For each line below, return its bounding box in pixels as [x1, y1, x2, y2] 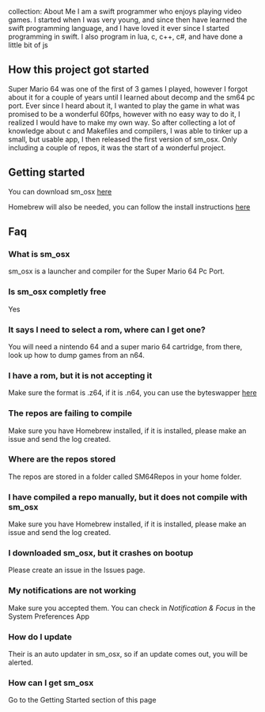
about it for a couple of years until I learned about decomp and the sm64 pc [8, 92, 256, 102]
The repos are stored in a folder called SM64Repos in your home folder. [8, 472, 242, 481]
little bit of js [8, 40, 49, 50]
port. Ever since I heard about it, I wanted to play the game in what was [8, 100, 240, 110]
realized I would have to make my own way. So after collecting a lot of [8, 118, 236, 127]
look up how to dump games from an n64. [8, 350, 145, 360]
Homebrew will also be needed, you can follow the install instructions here [8, 202, 251, 212]
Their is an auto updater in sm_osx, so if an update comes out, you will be [8, 649, 248, 658]
